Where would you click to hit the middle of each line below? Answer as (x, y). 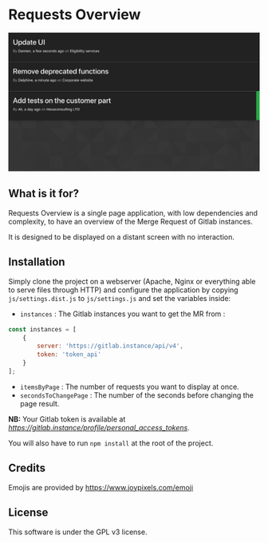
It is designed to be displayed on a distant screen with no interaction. (122, 236)
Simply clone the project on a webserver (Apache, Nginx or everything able (132, 281)
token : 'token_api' (69, 355)
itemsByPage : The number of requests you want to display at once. (129, 386)
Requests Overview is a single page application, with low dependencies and (133, 212)
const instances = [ (43, 329)
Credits (27, 468)
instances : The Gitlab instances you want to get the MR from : (122, 314)
